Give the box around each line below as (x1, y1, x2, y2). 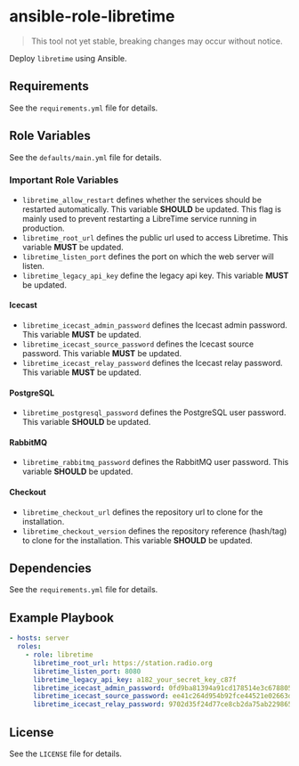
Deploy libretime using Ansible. (9, 53, 127, 63)
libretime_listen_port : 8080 (32, 666, 141, 676)
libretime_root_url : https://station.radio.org (32, 658, 214, 667)
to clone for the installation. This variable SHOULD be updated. (21, 534, 254, 545)
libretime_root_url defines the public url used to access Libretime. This (21, 232, 289, 242)
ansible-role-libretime (9, 6, 175, 27)
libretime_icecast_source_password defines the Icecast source (21, 338, 255, 349)
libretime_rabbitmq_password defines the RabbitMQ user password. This (21, 457, 289, 468)
